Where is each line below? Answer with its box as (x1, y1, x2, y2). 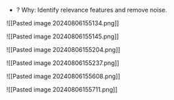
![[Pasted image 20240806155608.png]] (6, 72, 121, 80)
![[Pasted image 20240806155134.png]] (6, 19, 119, 27)
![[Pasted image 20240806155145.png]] (6, 32, 119, 40)
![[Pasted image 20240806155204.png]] (6, 46, 121, 53)
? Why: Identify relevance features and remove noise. (16, 6, 167, 14)
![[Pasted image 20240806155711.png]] (6, 86, 118, 93)
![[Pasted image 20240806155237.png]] (6, 59, 119, 67)
